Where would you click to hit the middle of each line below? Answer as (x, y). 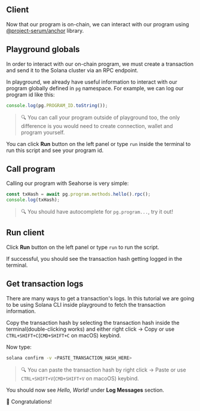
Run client (25, 233)
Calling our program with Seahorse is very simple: (68, 183)
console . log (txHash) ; (33, 200)
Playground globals (43, 49)
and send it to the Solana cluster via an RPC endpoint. (72, 70)
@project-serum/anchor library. (45, 31)
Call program (31, 169)
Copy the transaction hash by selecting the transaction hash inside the (93, 322)
